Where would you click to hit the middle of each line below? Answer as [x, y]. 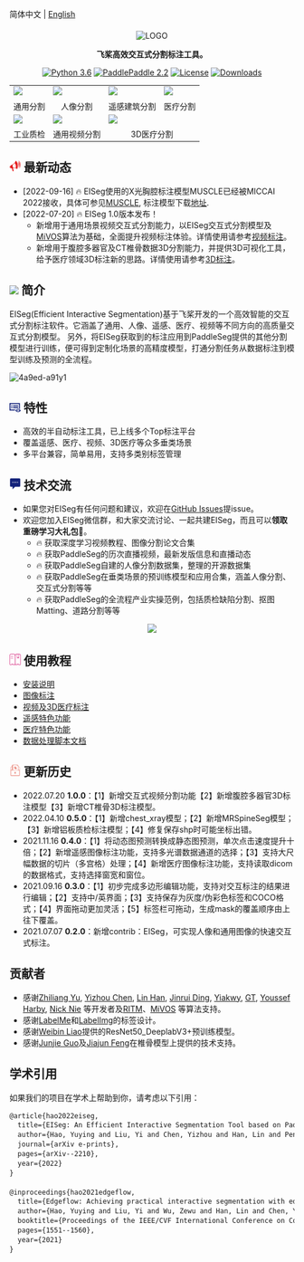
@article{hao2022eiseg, [54, 1116]
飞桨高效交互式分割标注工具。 [152, 54]
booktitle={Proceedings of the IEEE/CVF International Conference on [151, 1221]
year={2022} [40, 1163]
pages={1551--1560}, [56, 1230]
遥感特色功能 [46, 718]
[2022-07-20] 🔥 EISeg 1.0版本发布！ [90, 214]
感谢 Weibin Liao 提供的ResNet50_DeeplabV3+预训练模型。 [131, 1031]
